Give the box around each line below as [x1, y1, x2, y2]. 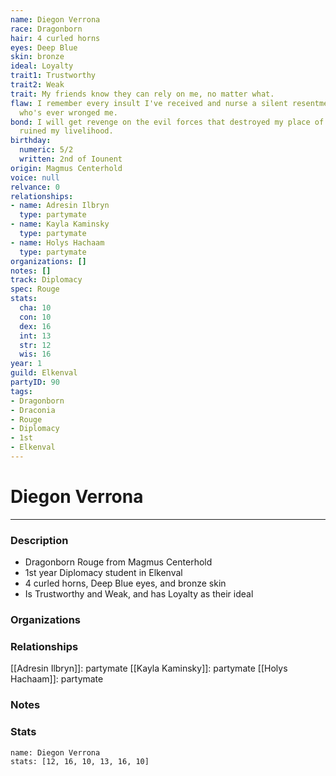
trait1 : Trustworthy [10, 71, 97, 81]
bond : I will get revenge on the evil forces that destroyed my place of [10, 117, 325, 127]
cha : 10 [19, 303, 52, 313]
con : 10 [19, 312, 52, 322]
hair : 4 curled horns [10, 33, 101, 43]
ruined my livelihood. [19, 126, 114, 136]
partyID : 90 [10, 377, 60, 387]
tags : [10, 386, 33, 396]
